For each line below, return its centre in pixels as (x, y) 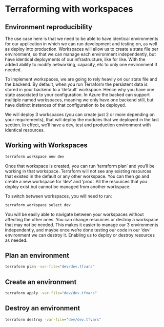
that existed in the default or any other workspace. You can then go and (77, 176)
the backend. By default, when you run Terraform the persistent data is (76, 84)
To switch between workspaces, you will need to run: (59, 196)
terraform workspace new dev (35, 156)
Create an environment (41, 282)
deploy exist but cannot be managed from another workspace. (68, 187)
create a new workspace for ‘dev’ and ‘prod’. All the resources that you (76, 181)
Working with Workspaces (46, 145)
